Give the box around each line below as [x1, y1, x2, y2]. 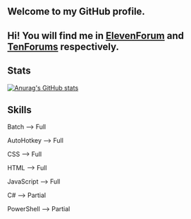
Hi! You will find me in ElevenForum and [7, 30, 185, 42]
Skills [7, 104, 32, 116]
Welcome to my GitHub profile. [7, 6, 146, 18]
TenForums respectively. [7, 40, 120, 52]
